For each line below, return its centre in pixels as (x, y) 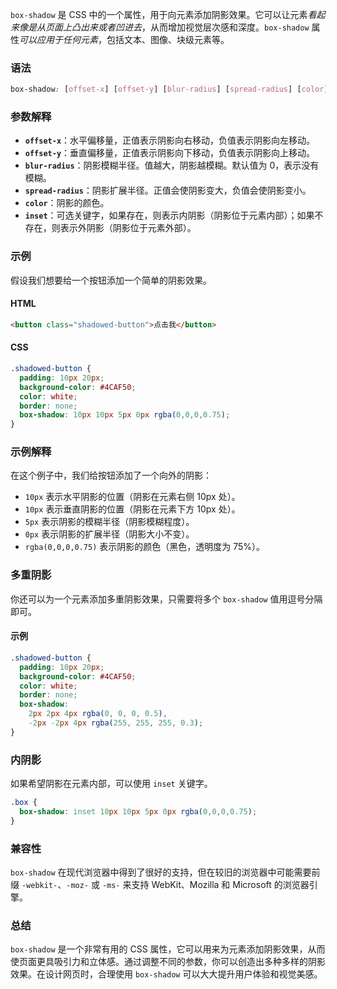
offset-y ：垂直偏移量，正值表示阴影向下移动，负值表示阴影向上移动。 (170, 153)
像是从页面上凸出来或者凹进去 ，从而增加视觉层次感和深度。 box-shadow (164, 27)
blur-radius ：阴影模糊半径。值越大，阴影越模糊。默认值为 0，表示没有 (172, 165)
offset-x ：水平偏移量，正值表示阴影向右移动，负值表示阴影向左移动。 (170, 140)
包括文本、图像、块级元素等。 (168, 39)
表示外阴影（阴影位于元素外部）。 (128, 228)
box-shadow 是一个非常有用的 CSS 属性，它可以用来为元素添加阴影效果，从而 (168, 949)
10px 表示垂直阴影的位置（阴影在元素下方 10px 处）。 (132, 509)
